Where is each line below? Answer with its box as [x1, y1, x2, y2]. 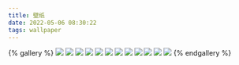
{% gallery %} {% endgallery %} [8, 49, 232, 58]
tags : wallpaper [8, 26, 62, 34]
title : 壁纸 [8, 11, 45, 20]
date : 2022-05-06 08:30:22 [8, 19, 97, 27]
